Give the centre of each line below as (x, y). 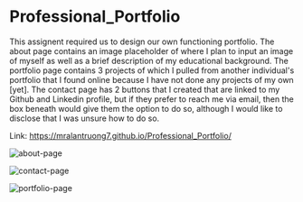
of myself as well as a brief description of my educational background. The (149, 60)
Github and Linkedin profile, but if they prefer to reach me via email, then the (151, 99)
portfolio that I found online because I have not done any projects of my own (151, 79)
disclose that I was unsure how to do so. (85, 118)
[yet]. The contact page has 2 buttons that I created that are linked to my (145, 89)
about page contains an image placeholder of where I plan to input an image (151, 50)
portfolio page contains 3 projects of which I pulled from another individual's (152, 70)
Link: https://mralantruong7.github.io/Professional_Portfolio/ (121, 135)
